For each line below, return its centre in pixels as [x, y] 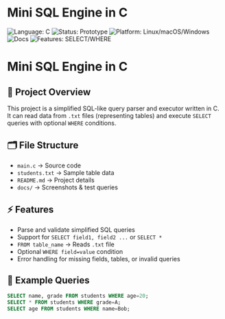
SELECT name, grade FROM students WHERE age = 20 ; [78, 296]
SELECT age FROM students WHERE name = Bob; [69, 309]
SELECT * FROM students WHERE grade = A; [64, 303]
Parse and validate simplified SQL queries [76, 229]
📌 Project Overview [49, 92]
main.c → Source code [49, 165]
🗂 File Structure [43, 145]
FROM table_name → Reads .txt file [66, 244]
